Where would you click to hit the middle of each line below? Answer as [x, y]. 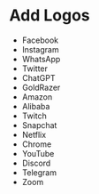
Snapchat [39, 125]
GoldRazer [41, 87]
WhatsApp [41, 59]
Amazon [37, 97]
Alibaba [36, 106]
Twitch [34, 116]
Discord [36, 163]
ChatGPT [38, 77]
